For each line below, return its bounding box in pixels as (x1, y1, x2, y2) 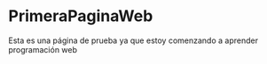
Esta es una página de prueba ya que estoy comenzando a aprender (8, 35, 259, 46)
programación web (8, 44, 77, 54)
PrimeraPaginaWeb (8, 6, 153, 26)
